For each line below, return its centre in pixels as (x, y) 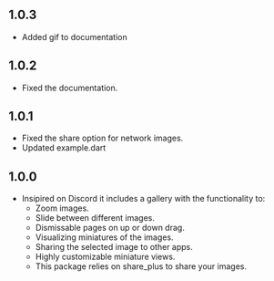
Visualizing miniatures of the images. (104, 237)
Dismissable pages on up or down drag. (110, 228)
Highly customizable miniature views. (105, 257)
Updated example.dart (64, 148)
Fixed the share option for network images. (102, 138)
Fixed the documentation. (70, 88)
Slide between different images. (95, 218)
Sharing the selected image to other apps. (114, 247)
